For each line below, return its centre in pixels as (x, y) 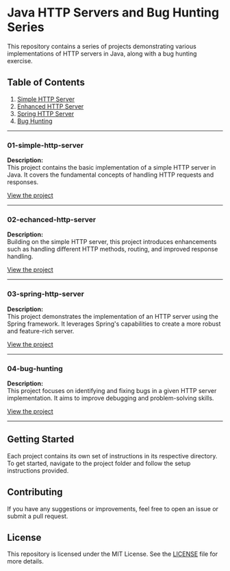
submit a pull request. (38, 516)
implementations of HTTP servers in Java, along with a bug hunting (102, 54)
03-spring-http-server (46, 294)
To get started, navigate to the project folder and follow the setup (99, 463)
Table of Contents (46, 83)
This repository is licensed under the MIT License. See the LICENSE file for (113, 554)
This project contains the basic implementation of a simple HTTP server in (112, 168)
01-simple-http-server (46, 145)
